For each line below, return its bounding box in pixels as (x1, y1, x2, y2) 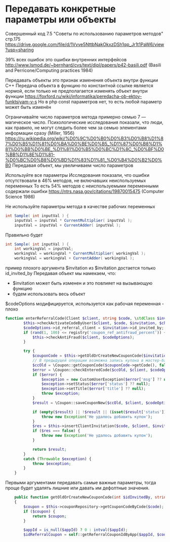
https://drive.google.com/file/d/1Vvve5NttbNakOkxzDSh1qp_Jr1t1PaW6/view (5, 41, 164, 47)
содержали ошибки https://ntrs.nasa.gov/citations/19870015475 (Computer (5, 188, 164, 194)
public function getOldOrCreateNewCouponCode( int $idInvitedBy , (14, 495, 153, 500)
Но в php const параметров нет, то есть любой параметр (38, 98, 162, 104)
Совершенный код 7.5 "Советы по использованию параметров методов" (5, 30, 163, 36)
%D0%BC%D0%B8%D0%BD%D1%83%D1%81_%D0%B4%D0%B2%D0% (5, 157, 162, 163)
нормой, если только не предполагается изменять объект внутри (5, 88, 148, 94)
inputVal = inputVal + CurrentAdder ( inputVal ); (14, 222, 121, 228)
